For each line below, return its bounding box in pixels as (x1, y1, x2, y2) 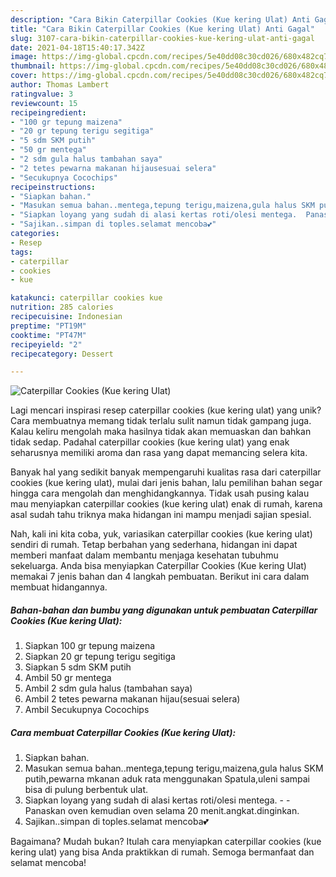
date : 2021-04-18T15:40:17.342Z (10, 42, 145, 53)
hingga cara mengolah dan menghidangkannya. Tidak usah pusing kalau (10, 487, 310, 500)
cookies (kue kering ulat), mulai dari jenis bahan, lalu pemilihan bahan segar (10, 477, 323, 489)
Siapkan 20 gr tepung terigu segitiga (24, 651, 176, 663)
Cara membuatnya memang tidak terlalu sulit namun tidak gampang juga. (10, 415, 312, 427)
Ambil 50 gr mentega (24, 672, 112, 684)
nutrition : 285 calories (10, 302, 114, 313)
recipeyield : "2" (10, 339, 83, 350)
